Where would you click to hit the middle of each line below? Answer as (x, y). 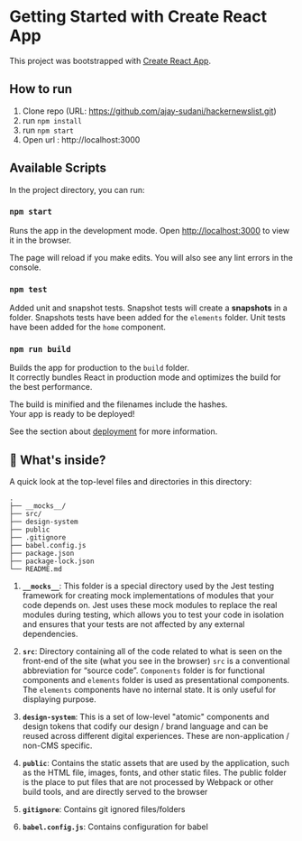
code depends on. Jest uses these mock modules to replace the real (150, 605)
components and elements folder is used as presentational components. (156, 680)
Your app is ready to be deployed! (72, 414)
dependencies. (50, 634)
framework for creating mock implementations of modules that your (148, 596)
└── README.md (36, 569)
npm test (28, 289)
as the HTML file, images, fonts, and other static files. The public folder (154, 772)
